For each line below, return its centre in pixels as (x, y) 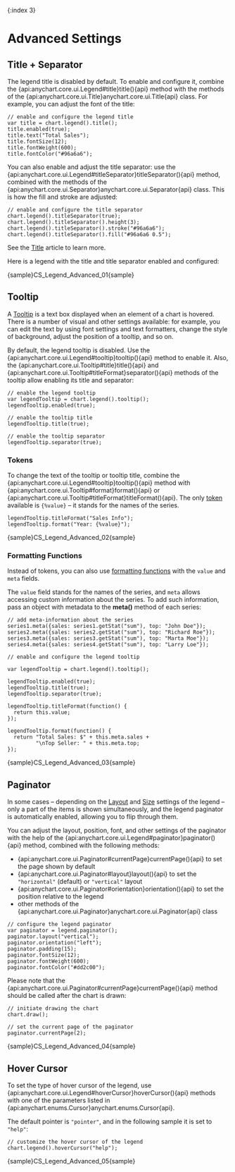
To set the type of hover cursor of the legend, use (80, 1085)
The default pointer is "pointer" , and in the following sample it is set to (110, 1122)
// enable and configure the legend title (70, 117)
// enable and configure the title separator (75, 210)
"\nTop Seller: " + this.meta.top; (88, 744)
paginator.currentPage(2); (47, 1033)
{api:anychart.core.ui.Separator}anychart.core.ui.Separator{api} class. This (116, 189)
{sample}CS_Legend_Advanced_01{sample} (71, 275)
